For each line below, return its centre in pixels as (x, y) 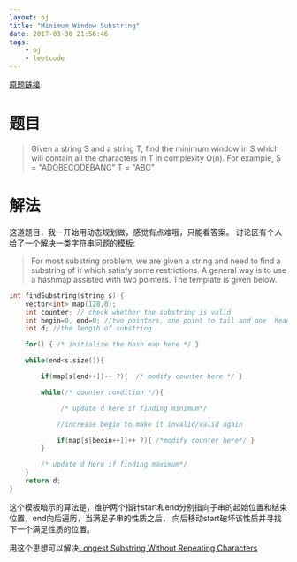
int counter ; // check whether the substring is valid (128, 312)
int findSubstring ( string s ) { (67, 296)
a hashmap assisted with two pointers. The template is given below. (154, 279)
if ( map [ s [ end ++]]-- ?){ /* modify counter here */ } (142, 376)
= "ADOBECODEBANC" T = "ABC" (93, 167)
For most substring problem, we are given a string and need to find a (156, 261)
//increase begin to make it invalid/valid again (149, 424)
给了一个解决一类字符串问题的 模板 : (72, 243)
